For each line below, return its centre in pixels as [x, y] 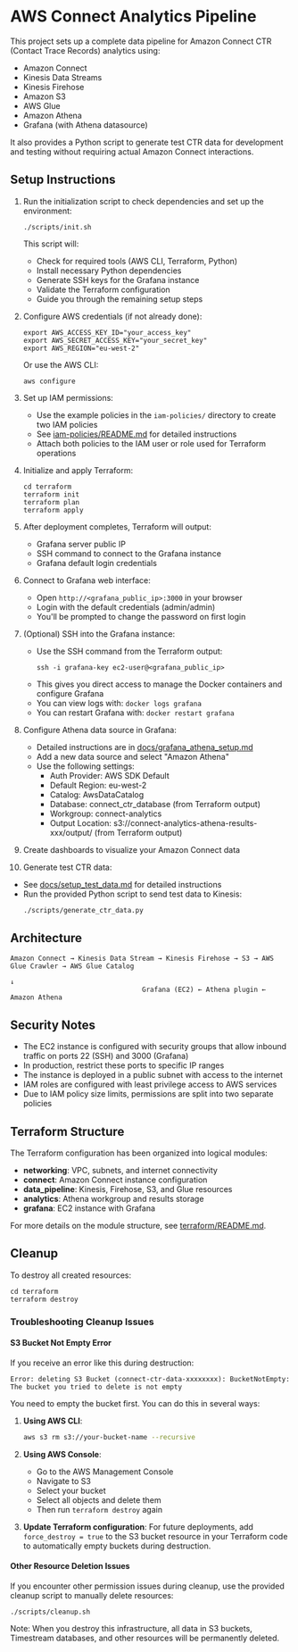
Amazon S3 [44, 96]
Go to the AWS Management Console [105, 1472]
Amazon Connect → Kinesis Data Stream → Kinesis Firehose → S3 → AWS [142, 959]
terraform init [51, 494]
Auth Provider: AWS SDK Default [110, 775]
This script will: [51, 244]
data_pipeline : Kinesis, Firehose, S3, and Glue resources [128, 1189]
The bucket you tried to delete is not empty [96, 1387]
